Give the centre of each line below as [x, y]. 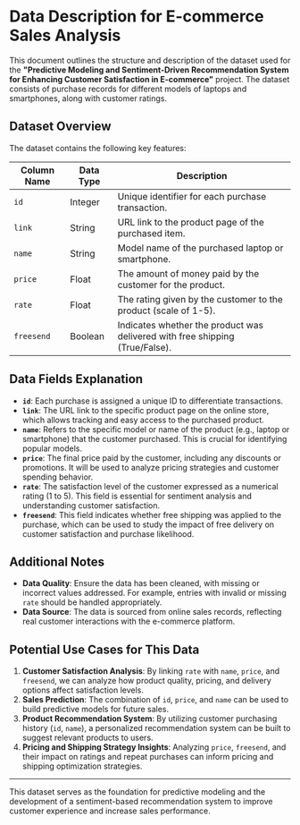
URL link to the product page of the [191, 222]
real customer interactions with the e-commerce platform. [129, 621]
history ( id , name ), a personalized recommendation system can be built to [156, 728]
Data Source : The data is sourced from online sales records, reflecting [152, 612]
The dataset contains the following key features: [98, 148]
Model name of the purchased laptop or [200, 248]
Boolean [87, 336]
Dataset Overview [60, 127]
